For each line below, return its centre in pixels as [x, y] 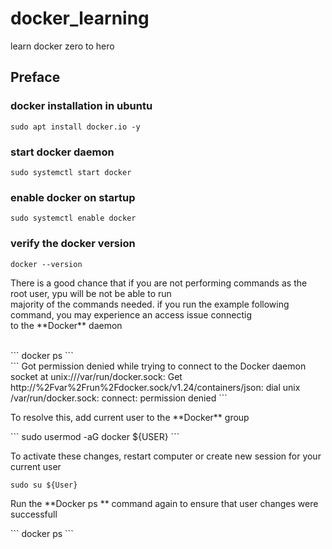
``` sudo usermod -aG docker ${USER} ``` [95, 436]
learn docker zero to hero [62, 46]
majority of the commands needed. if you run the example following [150, 304]
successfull [34, 514]
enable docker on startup [73, 197]
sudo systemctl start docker [71, 172]
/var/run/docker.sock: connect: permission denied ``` [119, 398]
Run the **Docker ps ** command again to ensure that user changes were [164, 503]
